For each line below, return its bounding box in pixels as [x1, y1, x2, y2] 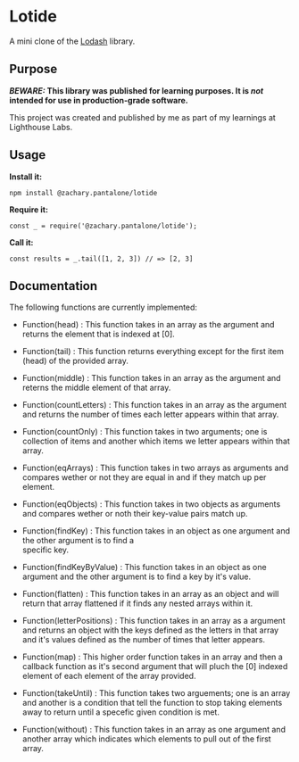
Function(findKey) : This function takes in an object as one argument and [21, 526, 290, 536]
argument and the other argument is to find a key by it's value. [21, 571, 252, 582]
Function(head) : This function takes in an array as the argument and [21, 319, 275, 330]
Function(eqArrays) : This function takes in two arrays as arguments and [21, 462, 289, 474]
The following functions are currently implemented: [9, 302, 198, 313]
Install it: [9, 171, 43, 182]
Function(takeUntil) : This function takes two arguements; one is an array [21, 688, 291, 699]
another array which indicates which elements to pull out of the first [21, 733, 271, 744]
